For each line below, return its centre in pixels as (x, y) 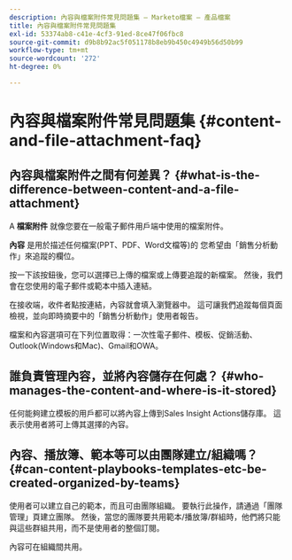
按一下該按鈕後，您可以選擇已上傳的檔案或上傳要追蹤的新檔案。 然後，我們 (146, 275)
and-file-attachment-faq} (105, 140)
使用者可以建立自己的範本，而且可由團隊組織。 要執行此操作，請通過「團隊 (146, 505)
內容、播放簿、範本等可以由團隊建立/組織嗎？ (134, 455)
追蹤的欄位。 (56, 256)
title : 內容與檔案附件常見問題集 (63, 26)
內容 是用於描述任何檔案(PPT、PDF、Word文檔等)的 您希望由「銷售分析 (140, 245)
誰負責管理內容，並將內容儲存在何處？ (114, 376)
